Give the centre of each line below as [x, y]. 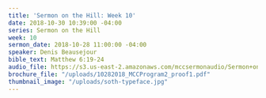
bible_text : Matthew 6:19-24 [56, 60]
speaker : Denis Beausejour [53, 52]
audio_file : [28, 67]
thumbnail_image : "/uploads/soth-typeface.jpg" [88, 81]
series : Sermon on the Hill [55, 30]
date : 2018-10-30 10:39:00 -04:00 [65, 23]
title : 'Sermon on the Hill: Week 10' [72, 15]
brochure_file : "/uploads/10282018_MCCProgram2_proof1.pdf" [110, 74]
